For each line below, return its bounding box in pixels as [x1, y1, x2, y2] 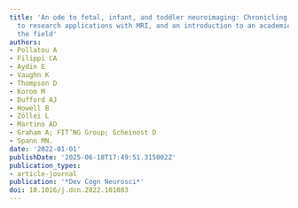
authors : [9, 37, 42, 47]
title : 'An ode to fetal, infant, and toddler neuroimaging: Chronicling [9, 12, 288, 22]
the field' [17, 29, 58, 38]
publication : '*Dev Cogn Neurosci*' [9, 178, 145, 187]
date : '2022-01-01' [9, 144, 82, 153]
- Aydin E [9, 63, 46, 72]
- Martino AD [9, 120, 58, 129]
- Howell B [9, 104, 50, 112]
